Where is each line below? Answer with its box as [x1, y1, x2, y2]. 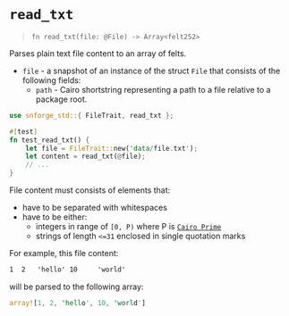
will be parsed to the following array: [9, 281, 144, 292]
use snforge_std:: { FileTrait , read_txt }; [9, 111, 174, 120]
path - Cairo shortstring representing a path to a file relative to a [35, 84, 271, 95]
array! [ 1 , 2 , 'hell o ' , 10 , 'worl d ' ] [9, 298, 146, 307]
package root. [35, 94, 88, 104]
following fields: [21, 74, 81, 86]
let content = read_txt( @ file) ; [25, 152, 146, 162]
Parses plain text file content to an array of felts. [9, 47, 187, 59]
